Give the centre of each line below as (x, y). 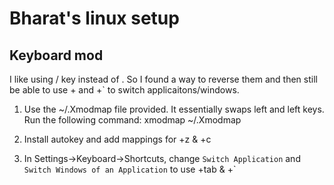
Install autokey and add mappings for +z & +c (117, 139)
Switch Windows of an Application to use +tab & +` (130, 169)
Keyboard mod (56, 55)
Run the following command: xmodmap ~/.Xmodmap (132, 120)
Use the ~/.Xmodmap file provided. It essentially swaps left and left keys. (174, 109)
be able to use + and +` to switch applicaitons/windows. (124, 90)
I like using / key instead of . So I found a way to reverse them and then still (163, 79)
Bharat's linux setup (94, 18)
